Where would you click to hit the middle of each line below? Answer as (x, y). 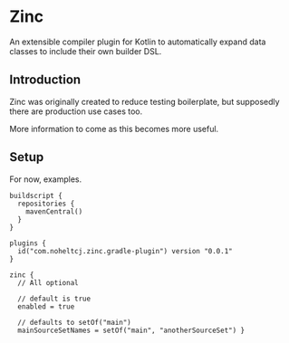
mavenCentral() (54, 211)
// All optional (48, 282)
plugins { (28, 243)
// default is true (54, 299)
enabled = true (46, 306)
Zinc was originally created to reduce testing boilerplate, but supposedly (144, 101)
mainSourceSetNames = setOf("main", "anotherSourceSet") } (131, 330)
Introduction (45, 80)
